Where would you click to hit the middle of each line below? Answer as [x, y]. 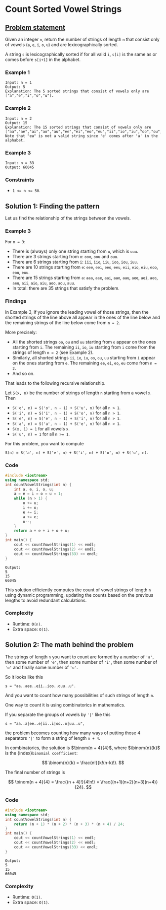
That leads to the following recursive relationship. [55, 383]
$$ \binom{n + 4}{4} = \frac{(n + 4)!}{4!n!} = [54, 782]
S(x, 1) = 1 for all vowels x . [41, 428]
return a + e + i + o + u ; [42, 531]
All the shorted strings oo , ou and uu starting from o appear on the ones [84, 342]
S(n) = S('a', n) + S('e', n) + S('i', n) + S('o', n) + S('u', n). [77, 453]
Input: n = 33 [20, 163]
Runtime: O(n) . [27, 624]
